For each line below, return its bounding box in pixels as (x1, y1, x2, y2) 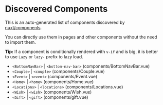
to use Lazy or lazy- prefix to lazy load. (5, 53, 84, 59)
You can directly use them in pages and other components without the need (5, 34, 157, 40)
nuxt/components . (5, 24, 42, 30)
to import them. (5, 39, 36, 45)
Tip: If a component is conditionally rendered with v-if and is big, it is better (5, 49, 158, 54)
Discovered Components (5, 3, 108, 15)
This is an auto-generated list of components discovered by (5, 19, 125, 25)
